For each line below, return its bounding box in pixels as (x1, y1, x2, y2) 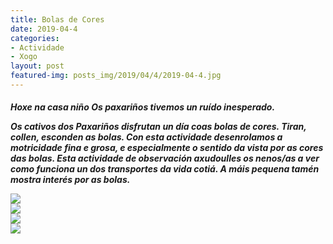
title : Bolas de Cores (10, 14, 105, 25)
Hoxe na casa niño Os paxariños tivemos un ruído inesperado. (10, 101, 276, 113)
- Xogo (10, 52, 38, 62)
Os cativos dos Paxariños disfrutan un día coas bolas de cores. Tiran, (10, 121, 307, 133)
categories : (10, 33, 60, 43)
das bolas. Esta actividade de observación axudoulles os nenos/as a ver (10, 152, 320, 165)
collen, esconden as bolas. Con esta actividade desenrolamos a (10, 131, 283, 143)
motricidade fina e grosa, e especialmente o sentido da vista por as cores (10, 142, 324, 154)
